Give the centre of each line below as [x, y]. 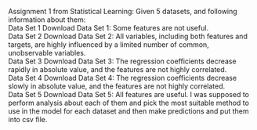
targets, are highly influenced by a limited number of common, [109, 45]
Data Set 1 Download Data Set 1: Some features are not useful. [109, 28]
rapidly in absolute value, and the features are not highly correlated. [118, 69]
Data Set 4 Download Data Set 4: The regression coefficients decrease [123, 78]
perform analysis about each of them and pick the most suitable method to [128, 103]
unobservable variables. [47, 53]
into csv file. [28, 119]
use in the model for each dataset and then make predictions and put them [128, 111]
